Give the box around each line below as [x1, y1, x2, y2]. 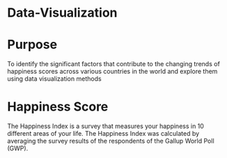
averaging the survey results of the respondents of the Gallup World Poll [7, 137, 214, 145]
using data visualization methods [7, 74, 102, 83]
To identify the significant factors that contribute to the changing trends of [7, 60, 221, 68]
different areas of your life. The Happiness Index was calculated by [7, 129, 200, 138]
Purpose [7, 37, 58, 53]
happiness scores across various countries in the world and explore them [7, 68, 218, 76]
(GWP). [7, 144, 29, 152]
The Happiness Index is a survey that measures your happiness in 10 [7, 122, 204, 130]
